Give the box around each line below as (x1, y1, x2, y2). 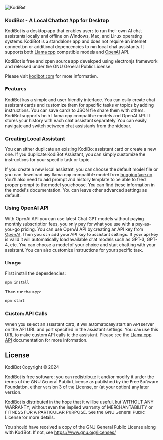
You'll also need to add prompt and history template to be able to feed (5, 176, 146, 182)
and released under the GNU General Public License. (5, 64, 112, 70)
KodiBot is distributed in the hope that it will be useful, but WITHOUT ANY (5, 399, 154, 405)
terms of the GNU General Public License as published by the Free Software (5, 379, 159, 385)
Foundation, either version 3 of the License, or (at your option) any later (5, 384, 149, 390)
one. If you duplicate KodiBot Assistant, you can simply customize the (5, 151, 146, 157)
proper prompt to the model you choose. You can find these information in (5, 182, 155, 188)
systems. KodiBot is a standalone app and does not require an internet (5, 38, 147, 44)
